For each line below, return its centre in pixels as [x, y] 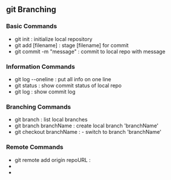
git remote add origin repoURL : [52, 160]
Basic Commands [32, 26]
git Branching [31, 10]
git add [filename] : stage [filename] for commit [71, 45]
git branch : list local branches [51, 120]
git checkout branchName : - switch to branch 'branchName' [88, 132]
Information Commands [40, 67]
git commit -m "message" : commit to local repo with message [90, 51]
